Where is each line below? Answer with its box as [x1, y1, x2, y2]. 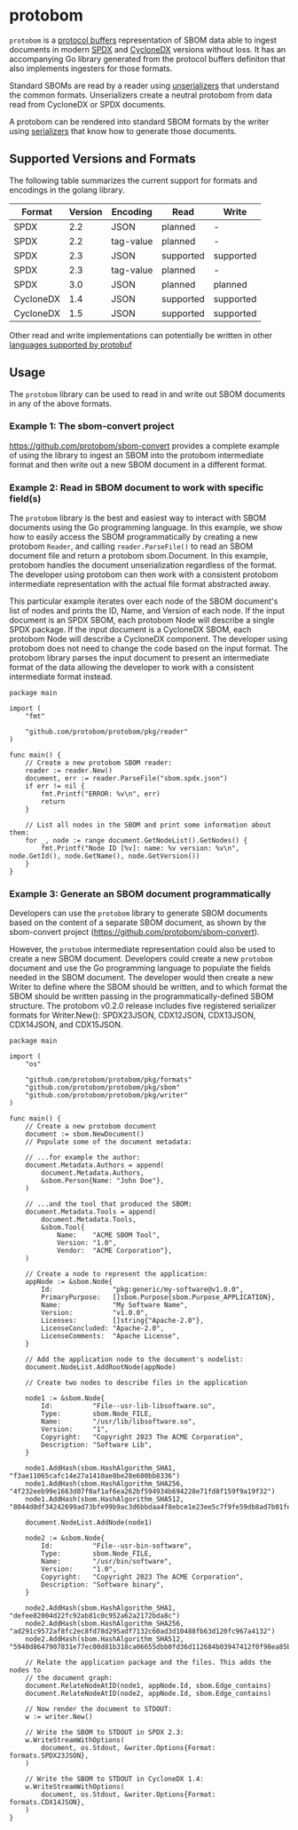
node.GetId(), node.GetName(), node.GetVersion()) [9, 852, 200, 861]
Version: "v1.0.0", [41, 1309, 149, 1318]
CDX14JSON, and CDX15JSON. [9, 1019, 123, 1030]
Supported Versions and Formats [9, 152, 197, 167]
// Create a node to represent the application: [25, 1270, 208, 1279]
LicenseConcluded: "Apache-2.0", [41, 1324, 165, 1333]
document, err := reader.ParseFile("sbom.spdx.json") [25, 774, 228, 783]
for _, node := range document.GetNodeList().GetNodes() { [25, 836, 248, 845]
